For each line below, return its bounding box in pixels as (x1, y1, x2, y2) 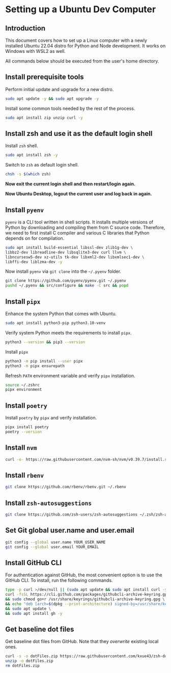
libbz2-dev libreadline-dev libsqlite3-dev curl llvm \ (5, 249, 126, 255)
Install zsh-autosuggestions (5, 498, 92, 507)
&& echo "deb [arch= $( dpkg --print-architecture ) (5, 601, 113, 606)
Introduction (5, 24, 46, 33)
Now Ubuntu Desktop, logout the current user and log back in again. (5, 191, 152, 197)
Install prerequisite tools (5, 73, 84, 81)
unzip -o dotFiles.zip (5, 658, 53, 664)
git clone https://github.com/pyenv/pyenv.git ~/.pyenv (5, 278, 126, 284)
